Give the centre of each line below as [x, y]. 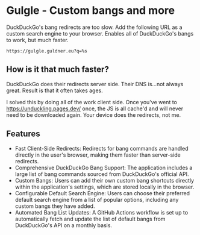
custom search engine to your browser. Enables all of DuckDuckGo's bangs [100, 33]
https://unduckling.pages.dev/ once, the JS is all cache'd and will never [95, 108]
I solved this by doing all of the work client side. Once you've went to [92, 102]
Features [23, 134]
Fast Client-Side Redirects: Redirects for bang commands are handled [102, 148]
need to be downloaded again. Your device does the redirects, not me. [94, 114]
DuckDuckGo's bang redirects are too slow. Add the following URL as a [94, 27]
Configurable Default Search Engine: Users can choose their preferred [102, 193]
